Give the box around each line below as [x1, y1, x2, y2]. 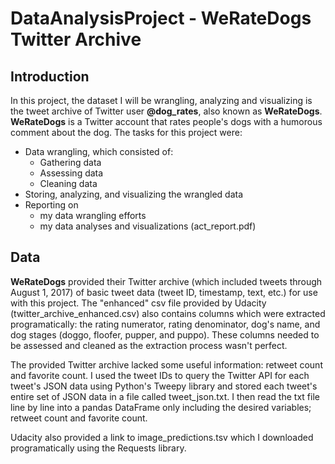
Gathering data [39, 157, 102, 168]
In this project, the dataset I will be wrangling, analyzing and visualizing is [10, 95, 313, 106]
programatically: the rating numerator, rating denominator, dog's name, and [10, 318, 321, 330]
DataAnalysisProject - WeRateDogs [10, 7, 312, 30]
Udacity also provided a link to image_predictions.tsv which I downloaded [10, 431, 314, 443]
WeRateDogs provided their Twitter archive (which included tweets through [10, 275, 323, 287]
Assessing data [39, 167, 104, 179]
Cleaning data [39, 178, 98, 189]
